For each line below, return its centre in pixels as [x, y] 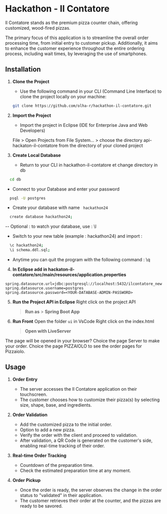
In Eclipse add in [30, 269]
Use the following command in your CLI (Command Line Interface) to [91, 91]
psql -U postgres [28, 198]
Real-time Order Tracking [39, 455]
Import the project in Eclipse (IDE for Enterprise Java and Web [84, 125]
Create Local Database [36, 155]
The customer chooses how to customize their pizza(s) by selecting [90, 400]
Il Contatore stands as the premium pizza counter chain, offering [71, 23]
